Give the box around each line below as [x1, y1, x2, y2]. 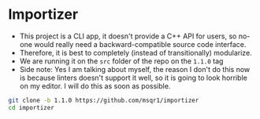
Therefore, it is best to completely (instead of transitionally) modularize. [19, 48, 252, 57]
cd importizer [8, 103, 55, 111]
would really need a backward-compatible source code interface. [34, 39, 247, 49]
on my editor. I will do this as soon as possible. [19, 81, 171, 91]
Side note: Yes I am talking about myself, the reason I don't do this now [19, 64, 251, 74]
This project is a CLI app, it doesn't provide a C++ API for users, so [19, 31, 237, 41]
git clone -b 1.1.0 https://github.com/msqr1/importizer [8, 96, 199, 104]
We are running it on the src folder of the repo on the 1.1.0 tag [19, 56, 224, 66]
